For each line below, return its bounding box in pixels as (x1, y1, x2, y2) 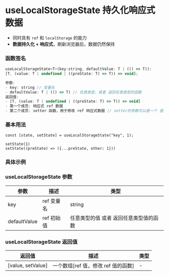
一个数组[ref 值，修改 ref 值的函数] (52, 262, 134, 269)
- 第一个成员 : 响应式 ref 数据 (5, 104, 63, 109)
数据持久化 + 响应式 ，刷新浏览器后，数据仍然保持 (12, 41, 115, 47)
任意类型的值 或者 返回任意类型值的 (70, 214, 153, 221)
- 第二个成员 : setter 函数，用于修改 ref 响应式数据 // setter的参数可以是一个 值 (5, 109, 163, 114)
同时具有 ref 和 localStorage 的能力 (12, 35, 87, 41)
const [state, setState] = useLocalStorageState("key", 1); (5, 133, 134, 138)
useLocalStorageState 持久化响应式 (5, 5, 155, 16)
